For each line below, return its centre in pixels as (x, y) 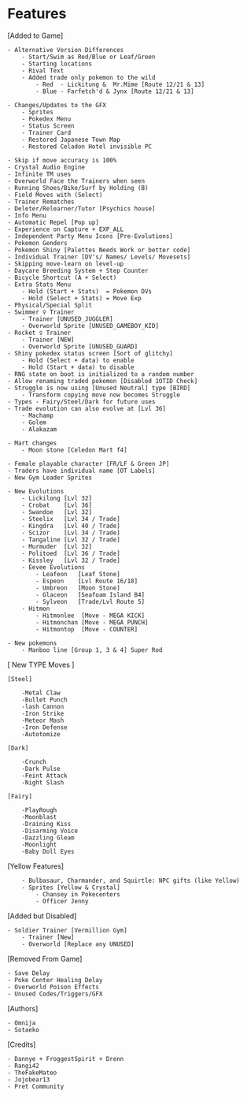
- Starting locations (57, 64)
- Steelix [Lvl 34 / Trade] (71, 519)
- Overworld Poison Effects (53, 987)
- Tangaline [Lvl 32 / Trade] (71, 540)
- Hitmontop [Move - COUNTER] (87, 629)
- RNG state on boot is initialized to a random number (101, 374)
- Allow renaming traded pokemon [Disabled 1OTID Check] (103, 381)
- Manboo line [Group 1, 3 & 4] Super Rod (92, 650)
